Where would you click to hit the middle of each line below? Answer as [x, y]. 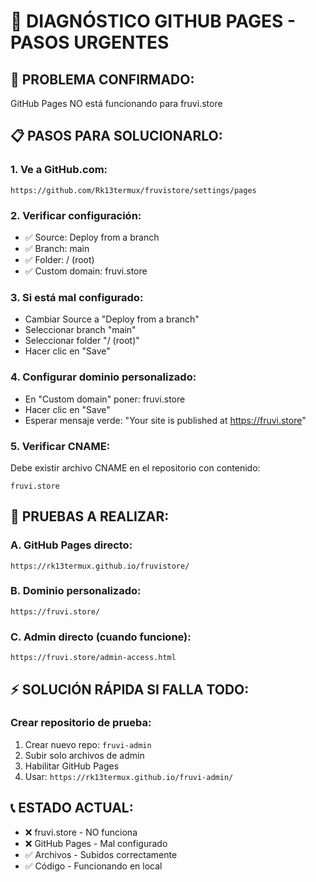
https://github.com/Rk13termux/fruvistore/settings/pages [133, 190]
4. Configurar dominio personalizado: [103, 377]
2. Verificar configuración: [76, 215]
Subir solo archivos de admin [84, 755]
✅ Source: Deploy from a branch [92, 237]
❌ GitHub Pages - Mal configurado [96, 843]
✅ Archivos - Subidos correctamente [101, 854]
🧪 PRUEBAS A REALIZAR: [90, 516]
